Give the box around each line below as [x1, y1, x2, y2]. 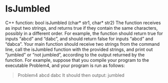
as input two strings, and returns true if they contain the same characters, [5, 25, 158, 31]
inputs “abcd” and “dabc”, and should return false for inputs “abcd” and [5, 36, 153, 42]
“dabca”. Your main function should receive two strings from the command [5, 41, 160, 47]
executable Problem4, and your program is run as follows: [5, 62, 125, 68]
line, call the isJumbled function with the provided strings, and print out [5, 46, 153, 52]
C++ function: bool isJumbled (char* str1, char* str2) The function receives [5, 20, 161, 26]
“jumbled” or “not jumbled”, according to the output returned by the [5, 51, 145, 58]
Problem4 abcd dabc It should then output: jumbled [17, 72, 125, 78]
